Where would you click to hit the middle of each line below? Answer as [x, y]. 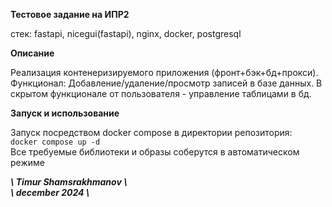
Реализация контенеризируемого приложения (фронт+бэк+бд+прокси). [164, 72]
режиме [27, 162]
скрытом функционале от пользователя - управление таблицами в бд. [161, 93]
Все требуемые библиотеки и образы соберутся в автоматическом [155, 152]
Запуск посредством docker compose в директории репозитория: [151, 132]
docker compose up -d [55, 142]
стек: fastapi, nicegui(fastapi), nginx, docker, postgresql [126, 33]
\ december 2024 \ [50, 192]
